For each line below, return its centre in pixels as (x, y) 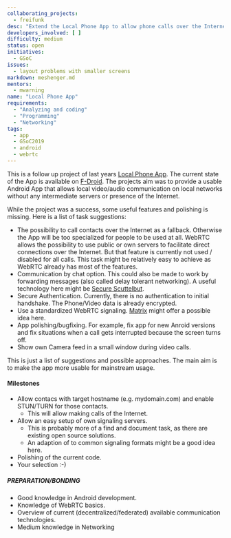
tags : (15, 129)
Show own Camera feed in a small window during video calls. (104, 347)
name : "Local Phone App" (43, 97)
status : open (26, 45)
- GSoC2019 (29, 142)
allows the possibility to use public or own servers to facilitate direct (113, 245)
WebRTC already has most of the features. (77, 267)
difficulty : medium (35, 39)
